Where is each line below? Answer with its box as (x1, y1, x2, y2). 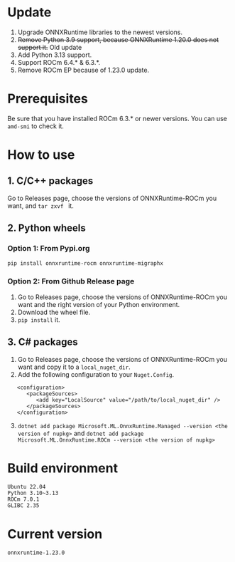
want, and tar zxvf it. (7, 201, 75, 210)
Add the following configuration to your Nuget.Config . (17, 370, 175, 378)
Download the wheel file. (17, 308, 91, 316)
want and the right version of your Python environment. (17, 300, 180, 308)
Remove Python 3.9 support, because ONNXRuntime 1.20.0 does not (17, 35, 219, 43)
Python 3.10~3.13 (7, 489, 59, 497)
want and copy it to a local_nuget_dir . (17, 363, 131, 371)
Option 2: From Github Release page (7, 276, 135, 286)
